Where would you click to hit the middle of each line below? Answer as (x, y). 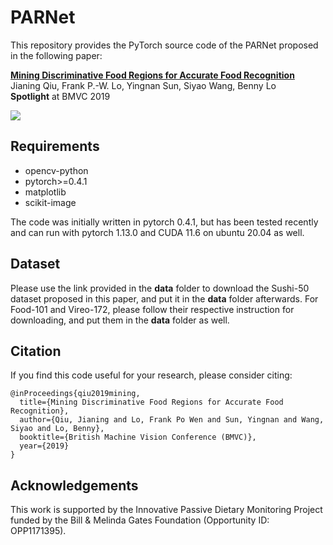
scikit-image (50, 202)
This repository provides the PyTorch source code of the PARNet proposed (164, 45)
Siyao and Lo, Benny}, (57, 429)
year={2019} (44, 446)
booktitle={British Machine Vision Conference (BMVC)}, (138, 437)
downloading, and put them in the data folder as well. (120, 320)
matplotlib (45, 192)
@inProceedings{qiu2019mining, (75, 394)
